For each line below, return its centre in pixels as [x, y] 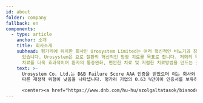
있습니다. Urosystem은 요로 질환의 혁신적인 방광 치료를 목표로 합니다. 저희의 [107, 57]
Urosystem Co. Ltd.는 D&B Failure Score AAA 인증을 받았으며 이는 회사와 [108, 74]
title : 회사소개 [35, 46]
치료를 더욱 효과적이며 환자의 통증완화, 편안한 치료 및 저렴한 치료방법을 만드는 [107, 62]
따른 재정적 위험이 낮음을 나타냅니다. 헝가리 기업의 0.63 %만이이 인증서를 [102, 79]
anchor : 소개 [32, 40]
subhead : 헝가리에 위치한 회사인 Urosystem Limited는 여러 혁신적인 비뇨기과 [104, 51]
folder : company [26, 18]
